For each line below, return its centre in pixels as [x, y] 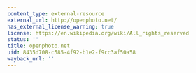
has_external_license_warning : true [61, 26]
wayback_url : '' [31, 59]
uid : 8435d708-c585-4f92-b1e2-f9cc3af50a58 [72, 53]
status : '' [23, 40]
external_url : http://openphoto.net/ [62, 20]
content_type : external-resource [56, 14]
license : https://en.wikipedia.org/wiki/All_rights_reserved [98, 33]
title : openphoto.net [39, 46]
